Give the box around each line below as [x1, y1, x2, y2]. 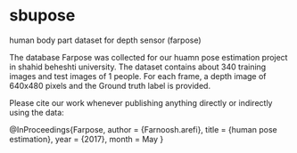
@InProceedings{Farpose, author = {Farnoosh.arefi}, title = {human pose [9, 124, 278, 134]
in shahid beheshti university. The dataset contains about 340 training [9, 61, 267, 72]
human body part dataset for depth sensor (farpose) [9, 35, 202, 45]
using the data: [9, 107, 64, 117]
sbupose [9, 5, 76, 26]
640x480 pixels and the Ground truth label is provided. [9, 80, 211, 91]
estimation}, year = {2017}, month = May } [9, 133, 164, 144]
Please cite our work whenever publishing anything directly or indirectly [9, 97, 273, 108]
